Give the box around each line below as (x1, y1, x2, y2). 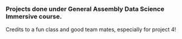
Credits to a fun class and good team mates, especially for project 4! (5, 26, 177, 33)
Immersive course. (5, 12, 62, 20)
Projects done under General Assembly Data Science (5, 5, 164, 13)
